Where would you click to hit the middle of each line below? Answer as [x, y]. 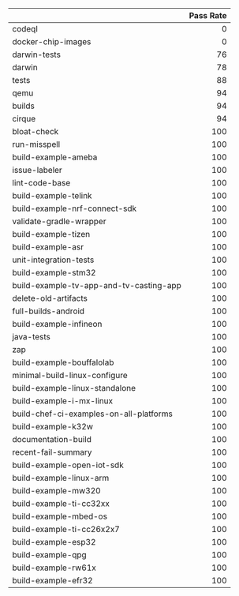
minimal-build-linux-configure [70, 375]
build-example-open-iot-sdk [68, 465]
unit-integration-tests [53, 260]
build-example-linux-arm [61, 478]
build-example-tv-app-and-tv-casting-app [97, 285]
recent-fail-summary [52, 452]
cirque [24, 119]
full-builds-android [49, 311]
